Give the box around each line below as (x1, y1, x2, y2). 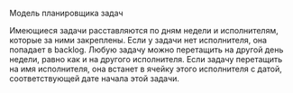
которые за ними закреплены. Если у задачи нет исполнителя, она (9, 35, 268, 45)
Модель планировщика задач (9, 8, 124, 18)
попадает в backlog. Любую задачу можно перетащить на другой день (9, 44, 284, 55)
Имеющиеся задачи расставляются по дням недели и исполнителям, (9, 25, 279, 35)
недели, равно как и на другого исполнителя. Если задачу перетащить (9, 54, 283, 64)
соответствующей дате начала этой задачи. (9, 73, 180, 84)
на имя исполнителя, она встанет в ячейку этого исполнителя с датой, (9, 63, 282, 74)
